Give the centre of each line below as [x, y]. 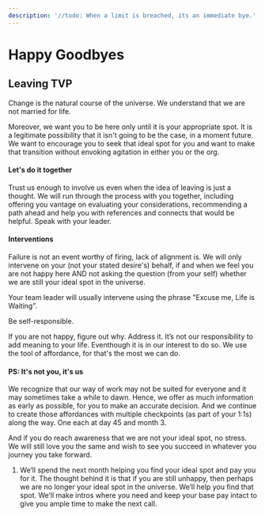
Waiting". [23, 306]
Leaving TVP [40, 84]
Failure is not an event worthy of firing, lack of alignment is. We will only [125, 257]
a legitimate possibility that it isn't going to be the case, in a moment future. [131, 135]
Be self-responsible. [41, 321]
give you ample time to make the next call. [88, 504]
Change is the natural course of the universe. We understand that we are [127, 103]
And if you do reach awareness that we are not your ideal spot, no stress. [128, 438]
